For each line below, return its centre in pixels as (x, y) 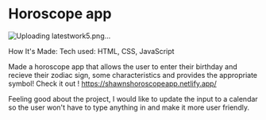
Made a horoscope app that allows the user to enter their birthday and (123, 66)
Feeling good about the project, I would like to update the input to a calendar (133, 99)
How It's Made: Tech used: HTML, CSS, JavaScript (91, 51)
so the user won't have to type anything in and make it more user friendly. (129, 107)
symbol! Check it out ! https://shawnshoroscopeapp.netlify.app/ (112, 83)
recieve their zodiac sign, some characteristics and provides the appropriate (133, 75)
